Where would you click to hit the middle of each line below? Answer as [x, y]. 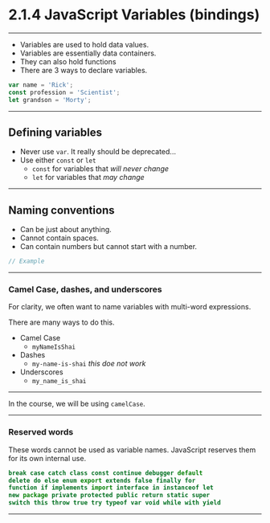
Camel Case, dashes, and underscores [85, 289]
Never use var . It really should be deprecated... [98, 152]
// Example [27, 261]
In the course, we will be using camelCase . [77, 404]
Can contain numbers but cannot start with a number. [108, 247]
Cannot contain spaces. [59, 238]
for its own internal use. [47, 458]
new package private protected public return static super [109, 496]
